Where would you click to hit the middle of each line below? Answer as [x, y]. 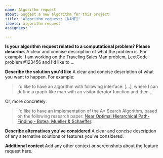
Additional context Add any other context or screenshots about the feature [82, 146]
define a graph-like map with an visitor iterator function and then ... [85, 92]
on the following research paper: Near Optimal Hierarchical [77, 116]
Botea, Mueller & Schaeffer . [65, 121]
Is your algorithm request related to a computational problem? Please [78, 46]
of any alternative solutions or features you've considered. [65, 136]
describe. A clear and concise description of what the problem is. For [76, 52]
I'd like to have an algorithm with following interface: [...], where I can [87, 86]
